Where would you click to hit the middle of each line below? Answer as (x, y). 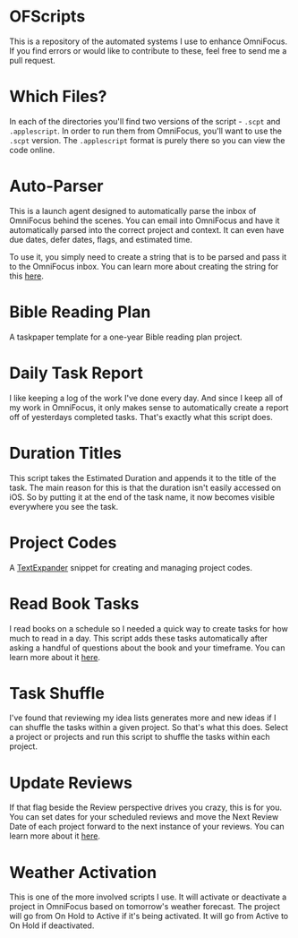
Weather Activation (83, 872)
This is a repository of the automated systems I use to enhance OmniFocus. (149, 41)
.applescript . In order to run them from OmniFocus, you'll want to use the (146, 131)
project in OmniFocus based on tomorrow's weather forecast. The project (145, 907)
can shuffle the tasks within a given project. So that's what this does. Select (149, 727)
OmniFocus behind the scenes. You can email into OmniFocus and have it (145, 220)
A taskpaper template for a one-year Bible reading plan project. (126, 337)
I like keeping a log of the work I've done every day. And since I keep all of (146, 398)
